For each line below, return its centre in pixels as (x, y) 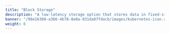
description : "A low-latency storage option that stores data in (75, 14)
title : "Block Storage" (30, 10)
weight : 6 (16, 24)
